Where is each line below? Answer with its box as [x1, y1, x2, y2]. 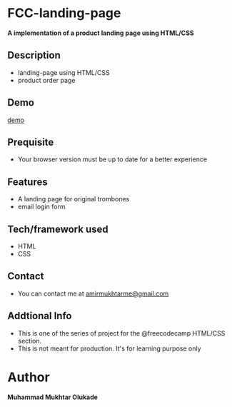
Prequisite [7, 136, 54, 148]
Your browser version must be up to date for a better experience [17, 155, 208, 164]
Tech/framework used [7, 223, 109, 235]
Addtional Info [7, 310, 72, 322]
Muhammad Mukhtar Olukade [7, 393, 99, 401]
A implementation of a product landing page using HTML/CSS [7, 29, 194, 37]
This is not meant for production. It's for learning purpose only [17, 344, 201, 353]
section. [17, 336, 42, 345]
